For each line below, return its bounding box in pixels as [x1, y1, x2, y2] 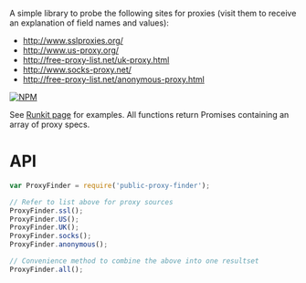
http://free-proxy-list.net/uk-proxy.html [22, 55, 170, 65]
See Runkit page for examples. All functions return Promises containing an [9, 110, 290, 120]
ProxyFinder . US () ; [9, 215, 79, 224]
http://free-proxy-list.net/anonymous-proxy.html [22, 74, 206, 85]
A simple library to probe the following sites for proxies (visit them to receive [9, 8, 297, 18]
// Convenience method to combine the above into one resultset [9, 257, 259, 266]
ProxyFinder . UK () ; [9, 223, 79, 232]
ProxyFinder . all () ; [9, 265, 84, 274]
